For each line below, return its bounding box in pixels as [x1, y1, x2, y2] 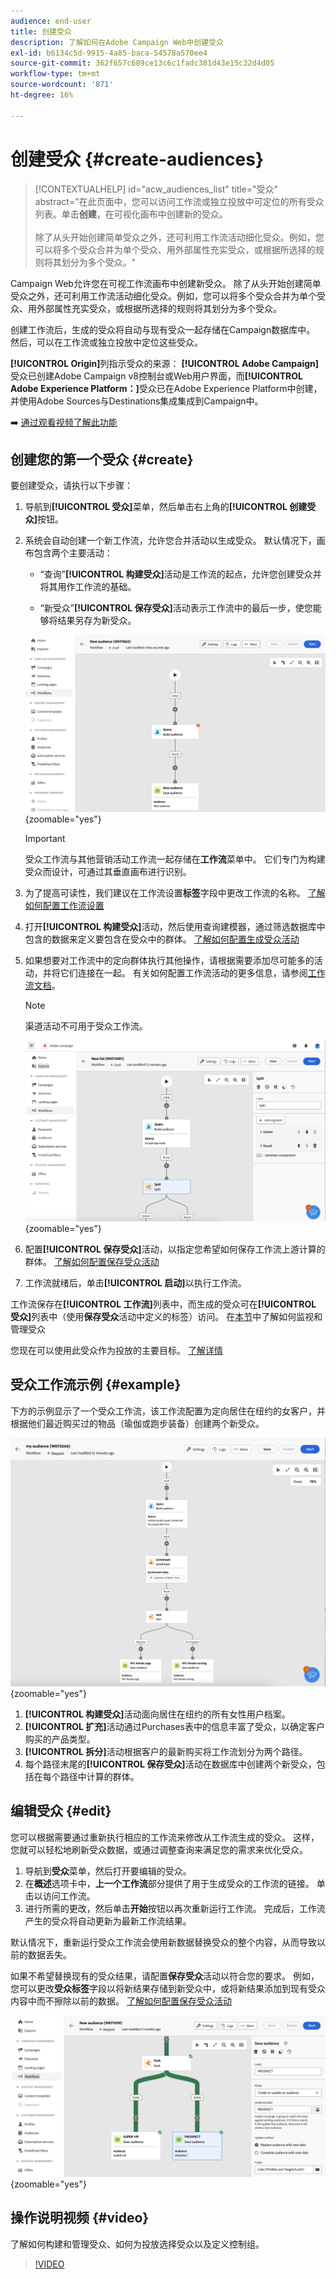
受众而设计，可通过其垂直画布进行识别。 [24, 865, 192, 877]
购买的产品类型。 [24, 1733, 96, 1745]
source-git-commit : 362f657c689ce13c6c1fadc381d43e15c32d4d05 [10, 58, 275, 69]
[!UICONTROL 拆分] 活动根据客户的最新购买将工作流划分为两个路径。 [24, 1746, 308, 1757]
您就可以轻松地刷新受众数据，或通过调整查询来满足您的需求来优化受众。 [10, 1843, 308, 1855]
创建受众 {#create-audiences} [10, 148, 265, 170]
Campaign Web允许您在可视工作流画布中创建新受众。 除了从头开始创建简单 [10, 277, 322, 289]
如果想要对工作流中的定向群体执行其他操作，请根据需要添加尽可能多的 [24, 954, 315, 966]
